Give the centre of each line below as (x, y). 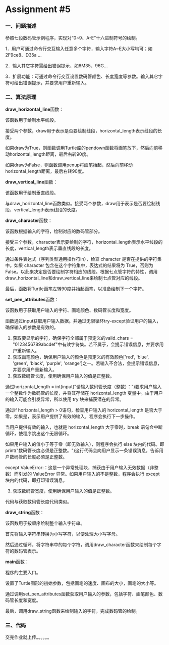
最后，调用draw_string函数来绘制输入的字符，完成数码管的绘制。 (73, 611)
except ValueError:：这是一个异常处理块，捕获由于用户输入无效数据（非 (80, 467)
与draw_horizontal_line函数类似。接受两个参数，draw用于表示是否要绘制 (80, 203)
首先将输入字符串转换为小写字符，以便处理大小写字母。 (63, 534)
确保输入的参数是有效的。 (32, 327)
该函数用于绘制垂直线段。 (32, 193)
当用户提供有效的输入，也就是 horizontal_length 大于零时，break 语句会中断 (84, 427)
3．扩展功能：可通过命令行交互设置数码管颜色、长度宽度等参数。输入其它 (82, 76)
